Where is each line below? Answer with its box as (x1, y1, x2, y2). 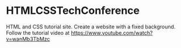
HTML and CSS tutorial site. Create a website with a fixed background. (6, 23, 176, 30)
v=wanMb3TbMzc (6, 35, 50, 42)
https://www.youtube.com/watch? (71, 29, 153, 36)
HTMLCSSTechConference (6, 4, 140, 17)
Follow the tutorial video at (6, 29, 70, 36)
